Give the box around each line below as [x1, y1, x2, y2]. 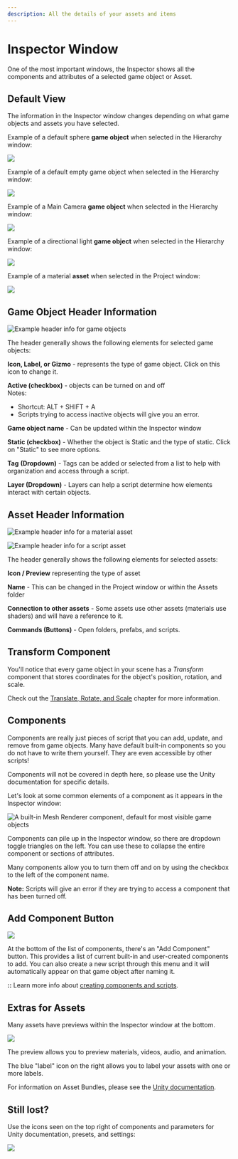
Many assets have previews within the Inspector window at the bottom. [7, 1021, 215, 1029]
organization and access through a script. [7, 467, 129, 476]
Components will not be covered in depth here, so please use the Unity [7, 770, 215, 778]
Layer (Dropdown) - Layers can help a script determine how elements [7, 481, 213, 489]
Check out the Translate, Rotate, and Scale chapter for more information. [7, 693, 220, 702]
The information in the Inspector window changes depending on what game [7, 112, 229, 120]
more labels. [7, 1069, 44, 1078]
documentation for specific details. [7, 777, 109, 786]
